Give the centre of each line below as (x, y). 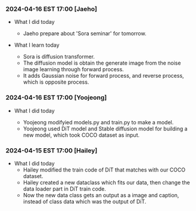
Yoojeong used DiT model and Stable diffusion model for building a (105, 129)
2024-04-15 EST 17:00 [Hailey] (52, 150)
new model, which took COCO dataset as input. (81, 135)
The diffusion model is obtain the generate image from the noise (102, 63)
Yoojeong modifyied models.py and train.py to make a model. (98, 122)
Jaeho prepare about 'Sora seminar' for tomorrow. (85, 33)
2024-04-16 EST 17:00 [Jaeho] (52, 9)
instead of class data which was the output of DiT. (85, 201)
